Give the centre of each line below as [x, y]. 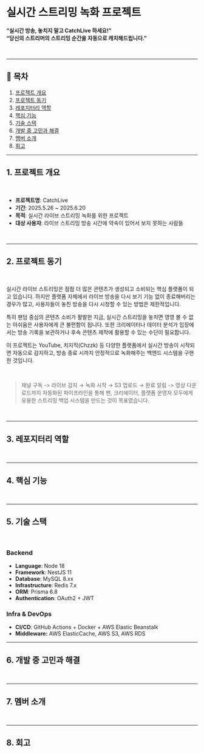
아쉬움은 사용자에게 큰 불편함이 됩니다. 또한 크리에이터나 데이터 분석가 [95, 325]
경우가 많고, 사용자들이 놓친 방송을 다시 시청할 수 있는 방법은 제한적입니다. [93, 304]
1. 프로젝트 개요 [33, 173]
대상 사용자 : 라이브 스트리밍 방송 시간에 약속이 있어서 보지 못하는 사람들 [99, 223]
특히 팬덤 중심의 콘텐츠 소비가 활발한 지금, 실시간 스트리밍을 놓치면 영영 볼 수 [97, 317]
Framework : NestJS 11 [43, 572]
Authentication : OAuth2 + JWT [55, 598]
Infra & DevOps [29, 614]
